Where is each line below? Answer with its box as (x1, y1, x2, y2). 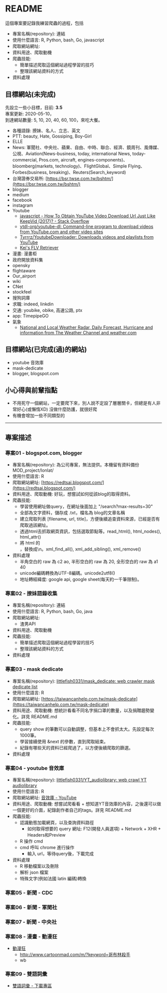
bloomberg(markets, (12, 163, 55, 169)
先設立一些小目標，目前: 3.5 (5, 104, 63, 110)
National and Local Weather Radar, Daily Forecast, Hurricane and (19, 324, 153, 330)
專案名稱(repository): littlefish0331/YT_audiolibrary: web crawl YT (12, 777, 147, 783)
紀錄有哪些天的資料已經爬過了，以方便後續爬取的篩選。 (19, 744, 133, 750)
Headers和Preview (27, 832, 66, 838)
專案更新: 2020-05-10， (5, 111, 55, 117)
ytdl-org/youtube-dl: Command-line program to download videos (19, 223, 154, 229)
